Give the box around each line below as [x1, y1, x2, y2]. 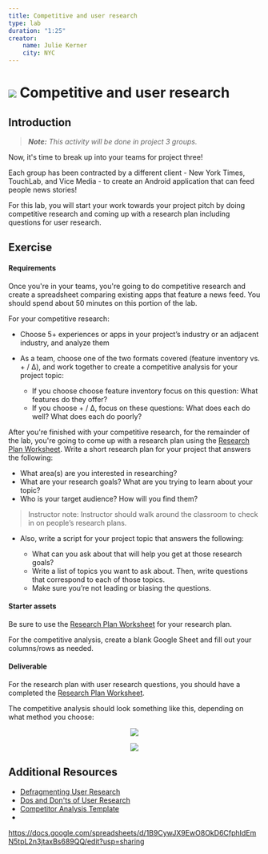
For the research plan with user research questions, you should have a [8, 680, 241, 689]
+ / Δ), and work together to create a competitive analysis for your [19, 362, 238, 372]
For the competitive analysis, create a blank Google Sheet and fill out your [8, 635, 252, 645]
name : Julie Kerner [22, 42, 88, 50]
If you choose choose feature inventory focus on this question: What [31, 386, 258, 396]
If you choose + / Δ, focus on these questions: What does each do [31, 403, 250, 413]
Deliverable [8, 661, 48, 671]
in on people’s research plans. [27, 518, 127, 527]
